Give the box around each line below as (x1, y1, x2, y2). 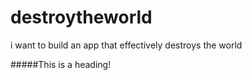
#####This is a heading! (10, 58, 112, 70)
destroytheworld (10, 6, 153, 29)
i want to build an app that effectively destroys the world (10, 39, 243, 51)
